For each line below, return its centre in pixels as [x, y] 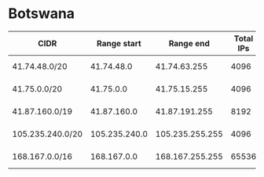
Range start [119, 43]
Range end [189, 43]
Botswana [42, 14]
